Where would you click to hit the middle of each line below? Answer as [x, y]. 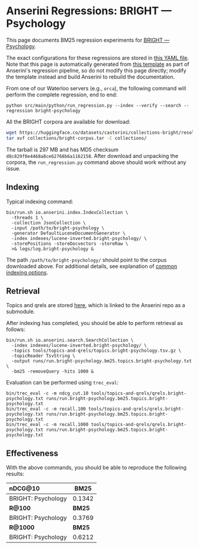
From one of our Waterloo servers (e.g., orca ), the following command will [96, 88]
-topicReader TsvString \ [44, 356]
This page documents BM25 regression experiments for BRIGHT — [88, 40]
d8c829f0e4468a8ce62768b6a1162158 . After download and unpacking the [92, 156]
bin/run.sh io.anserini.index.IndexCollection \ [67, 212]
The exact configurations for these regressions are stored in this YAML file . [98, 58]
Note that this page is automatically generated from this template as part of [98, 64]
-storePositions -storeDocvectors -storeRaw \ [70, 244]
